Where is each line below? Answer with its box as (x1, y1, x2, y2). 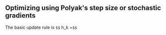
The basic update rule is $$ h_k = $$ (5, 24, 77, 30)
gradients (5, 12, 36, 20)
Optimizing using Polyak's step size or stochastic (5, 4, 162, 12)
